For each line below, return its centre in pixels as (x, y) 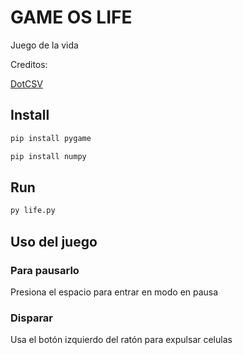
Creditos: (29, 64)
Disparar (31, 318)
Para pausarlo (45, 270)
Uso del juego (54, 241)
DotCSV (26, 83)
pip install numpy (48, 156)
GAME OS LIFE (71, 17)
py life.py (33, 211)
